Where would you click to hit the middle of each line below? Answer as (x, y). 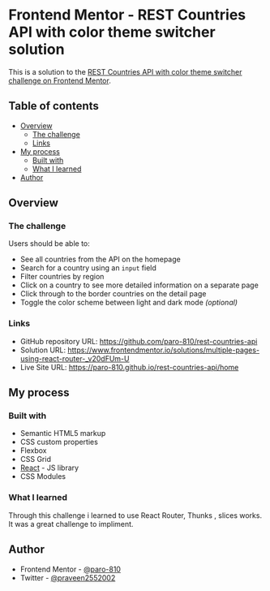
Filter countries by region (62, 277)
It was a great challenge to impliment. (71, 524)
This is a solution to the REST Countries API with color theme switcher (125, 71)
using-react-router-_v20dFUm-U (75, 358)
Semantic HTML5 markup (63, 434)
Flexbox (33, 451)
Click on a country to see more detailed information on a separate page (139, 285)
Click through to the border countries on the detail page (113, 294)
